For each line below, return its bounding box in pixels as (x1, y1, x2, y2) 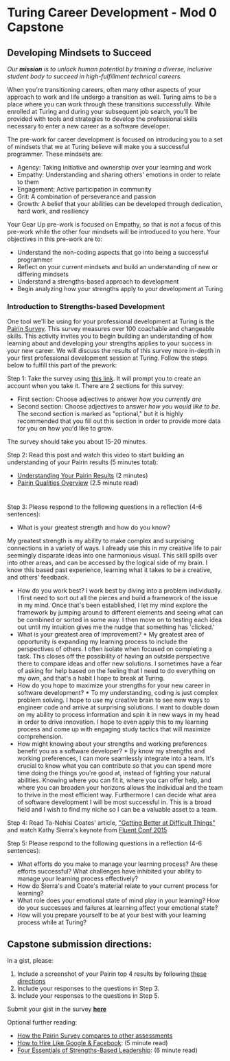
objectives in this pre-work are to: (7, 235, 103, 243)
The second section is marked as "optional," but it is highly (16, 410, 183, 418)
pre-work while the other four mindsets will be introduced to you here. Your (7, 228, 220, 236)
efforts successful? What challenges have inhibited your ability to (16, 867, 203, 876)
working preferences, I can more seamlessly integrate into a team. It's (16, 754, 215, 763)
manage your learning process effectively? (16, 874, 139, 883)
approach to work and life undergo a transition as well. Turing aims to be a (7, 93, 218, 101)
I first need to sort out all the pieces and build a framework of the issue (16, 594, 218, 602)
